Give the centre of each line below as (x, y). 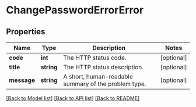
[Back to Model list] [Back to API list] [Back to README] (73, 98)
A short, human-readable (98, 76)
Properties (26, 32)
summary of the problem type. (105, 84)
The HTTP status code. (95, 58)
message (22, 80)
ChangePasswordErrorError (75, 10)
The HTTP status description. (104, 67)
